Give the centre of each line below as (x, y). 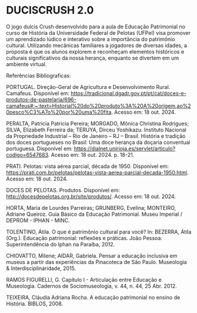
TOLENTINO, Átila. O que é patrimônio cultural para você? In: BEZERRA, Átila (99, 232)
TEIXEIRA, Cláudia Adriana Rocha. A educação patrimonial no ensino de (93, 297)
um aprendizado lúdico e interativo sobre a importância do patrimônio (91, 39)
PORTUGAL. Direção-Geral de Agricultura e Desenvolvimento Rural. (88, 87)
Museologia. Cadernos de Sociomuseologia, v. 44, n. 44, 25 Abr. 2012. (92, 286)
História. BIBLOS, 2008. (35, 304)
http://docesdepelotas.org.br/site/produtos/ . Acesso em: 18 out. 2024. (91, 196)
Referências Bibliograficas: (39, 75)
